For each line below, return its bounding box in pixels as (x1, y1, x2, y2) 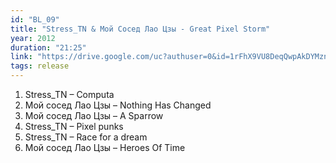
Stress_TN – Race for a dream (24, 131, 148, 143)
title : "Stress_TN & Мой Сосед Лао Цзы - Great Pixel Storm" (10, 24, 271, 34)
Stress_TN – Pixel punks (24, 121, 124, 132)
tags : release (10, 61, 70, 71)
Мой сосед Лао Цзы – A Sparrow (24, 110, 164, 121)
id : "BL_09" (10, 14, 60, 25)
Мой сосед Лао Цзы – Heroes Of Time (24, 142, 186, 153)
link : (10, 52, 33, 62)
